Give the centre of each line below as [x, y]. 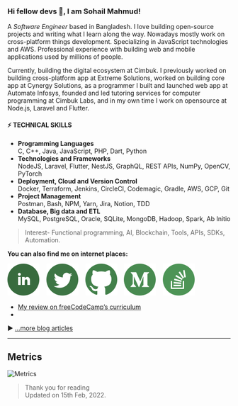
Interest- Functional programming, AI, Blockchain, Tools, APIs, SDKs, [125, 232]
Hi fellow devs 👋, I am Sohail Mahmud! [74, 11]
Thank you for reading [57, 388]
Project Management [49, 196]
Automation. [42, 239]
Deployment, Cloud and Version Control [78, 181]
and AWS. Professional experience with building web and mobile [101, 50]
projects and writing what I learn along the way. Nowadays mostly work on [116, 34]
